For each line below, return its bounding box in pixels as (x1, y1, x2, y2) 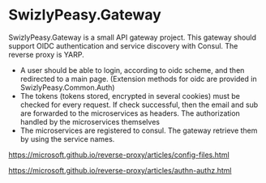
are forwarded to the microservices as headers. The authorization (19, 108, 241, 118)
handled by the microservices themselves (19, 117, 161, 126)
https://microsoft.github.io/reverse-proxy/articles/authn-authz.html (8, 165, 232, 175)
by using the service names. (19, 134, 115, 143)
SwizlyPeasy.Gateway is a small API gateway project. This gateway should (8, 32, 257, 42)
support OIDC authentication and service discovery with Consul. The (8, 40, 238, 50)
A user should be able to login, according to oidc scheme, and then (19, 65, 245, 74)
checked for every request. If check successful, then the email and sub (19, 100, 259, 109)
